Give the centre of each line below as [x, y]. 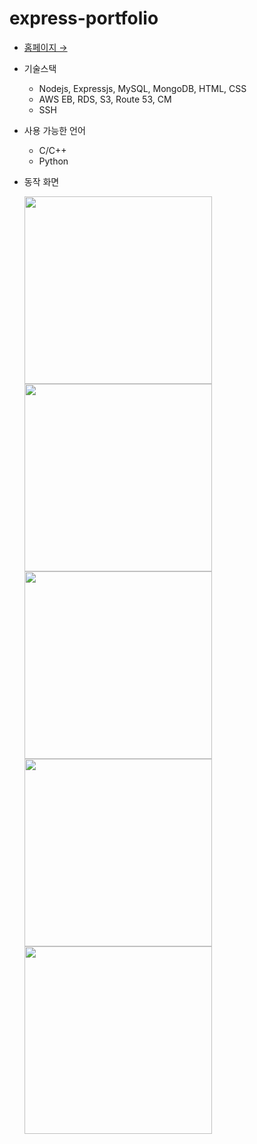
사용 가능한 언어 [54, 130]
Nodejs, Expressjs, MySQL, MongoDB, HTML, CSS [142, 88]
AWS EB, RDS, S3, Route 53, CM [105, 99]
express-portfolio [84, 18]
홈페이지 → [45, 47]
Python [53, 161]
